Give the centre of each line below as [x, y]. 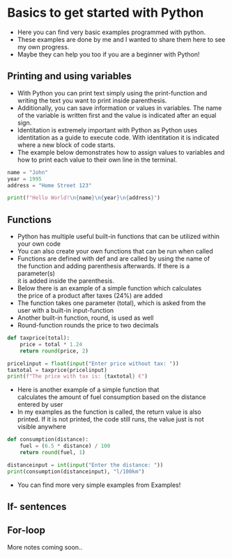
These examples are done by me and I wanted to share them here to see [121, 39]
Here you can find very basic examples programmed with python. [111, 32]
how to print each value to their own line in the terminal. [97, 160]
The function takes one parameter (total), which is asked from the [111, 303]
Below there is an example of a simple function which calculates [109, 288]
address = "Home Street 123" [49, 185]
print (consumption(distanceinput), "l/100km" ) [76, 472]
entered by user [40, 405]
